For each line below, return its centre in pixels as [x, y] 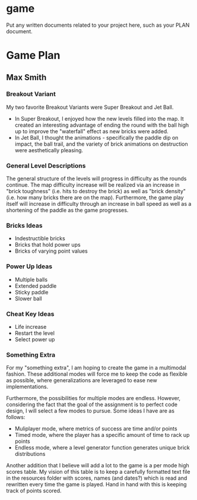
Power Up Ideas [29, 266]
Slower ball [28, 298]
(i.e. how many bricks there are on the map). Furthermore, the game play [95, 197]
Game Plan [33, 56]
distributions [30, 454]
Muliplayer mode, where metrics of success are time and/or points [96, 429]
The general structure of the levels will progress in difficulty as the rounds [96, 179]
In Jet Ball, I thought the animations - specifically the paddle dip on [96, 137]
